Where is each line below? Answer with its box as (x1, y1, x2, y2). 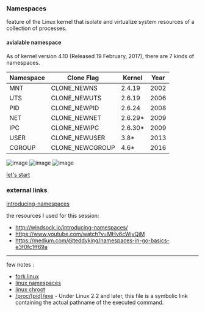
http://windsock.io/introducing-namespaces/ (15, 223, 128, 231)
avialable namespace (6, 39, 62, 46)
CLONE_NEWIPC (51, 124, 99, 132)
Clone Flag (67, 73, 99, 82)
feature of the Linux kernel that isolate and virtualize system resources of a (6, 18, 195, 26)
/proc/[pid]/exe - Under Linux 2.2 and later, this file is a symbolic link (15, 292, 188, 299)
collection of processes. (6, 24, 67, 32)
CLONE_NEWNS (51, 84, 98, 92)
